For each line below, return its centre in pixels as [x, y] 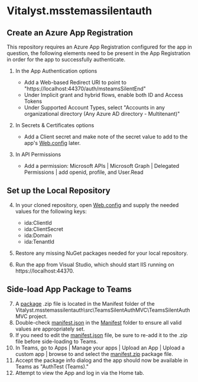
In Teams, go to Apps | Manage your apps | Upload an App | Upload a [100, 348]
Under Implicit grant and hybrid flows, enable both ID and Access [104, 95]
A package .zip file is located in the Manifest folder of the [85, 303]
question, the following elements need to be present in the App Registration [99, 53]
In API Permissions [38, 154]
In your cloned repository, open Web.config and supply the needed [97, 205]
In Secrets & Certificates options [55, 125]
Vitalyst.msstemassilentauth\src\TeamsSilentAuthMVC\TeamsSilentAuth [103, 310]
